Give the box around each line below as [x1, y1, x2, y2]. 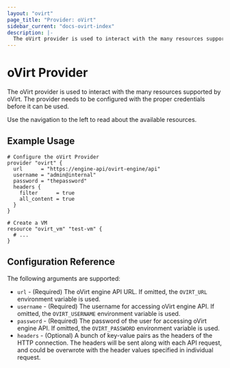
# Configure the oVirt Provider [7, 154, 99, 160]
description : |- [7, 29, 53, 36]
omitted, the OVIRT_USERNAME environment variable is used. [16, 309, 181, 317]
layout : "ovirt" [7, 10, 53, 17]
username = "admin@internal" [13, 171, 97, 178]
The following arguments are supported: [7, 274, 121, 282]
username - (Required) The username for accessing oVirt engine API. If [16, 302, 214, 310]
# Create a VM [7, 219, 48, 226]
